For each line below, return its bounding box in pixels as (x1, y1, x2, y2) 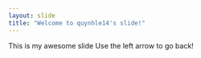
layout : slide (8, 11, 56, 20)
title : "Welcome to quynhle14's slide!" (8, 19, 146, 27)
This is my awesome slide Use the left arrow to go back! (8, 41, 195, 50)
